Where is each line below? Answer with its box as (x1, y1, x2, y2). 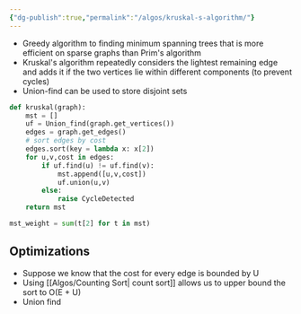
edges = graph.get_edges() (25, 127, 127, 137)
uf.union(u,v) (57, 178, 111, 187)
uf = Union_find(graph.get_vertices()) (25, 119, 175, 128)
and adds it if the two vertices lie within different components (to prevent (22, 66, 292, 77)
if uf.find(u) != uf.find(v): (41, 161, 155, 170)
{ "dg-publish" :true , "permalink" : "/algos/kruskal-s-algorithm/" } (9, 13, 255, 22)
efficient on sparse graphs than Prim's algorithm (22, 47, 202, 58)
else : (41, 186, 63, 196)
